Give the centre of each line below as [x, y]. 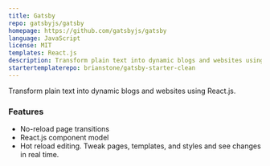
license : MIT [30, 46]
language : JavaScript [45, 38]
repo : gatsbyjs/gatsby [46, 23]
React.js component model [64, 138]
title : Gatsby [32, 16]
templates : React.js [43, 53]
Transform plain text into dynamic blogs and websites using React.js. [122, 91]
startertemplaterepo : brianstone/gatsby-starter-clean [102, 68]
